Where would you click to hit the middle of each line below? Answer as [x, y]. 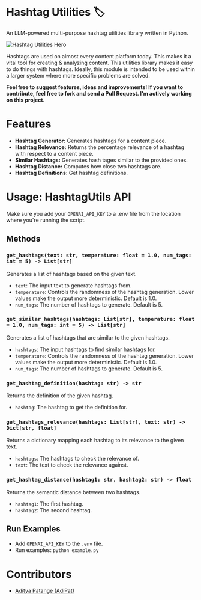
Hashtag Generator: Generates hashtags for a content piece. [91, 141]
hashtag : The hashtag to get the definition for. [71, 408]
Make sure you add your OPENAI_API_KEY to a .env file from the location [94, 213]
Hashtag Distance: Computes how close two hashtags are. [88, 166]
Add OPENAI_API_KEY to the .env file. [59, 543]
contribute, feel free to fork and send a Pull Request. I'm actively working [99, 93]
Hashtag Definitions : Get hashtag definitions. [71, 173]
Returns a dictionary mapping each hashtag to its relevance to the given [95, 441]
